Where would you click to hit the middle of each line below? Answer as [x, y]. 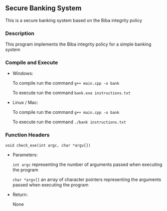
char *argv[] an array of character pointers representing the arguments [87, 179]
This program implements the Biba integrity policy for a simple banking [78, 44]
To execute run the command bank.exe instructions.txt [71, 93]
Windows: [23, 73]
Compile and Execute [32, 63]
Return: [20, 194]
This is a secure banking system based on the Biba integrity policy [74, 20]
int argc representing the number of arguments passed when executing [87, 164]
